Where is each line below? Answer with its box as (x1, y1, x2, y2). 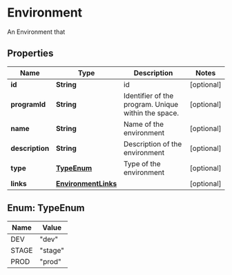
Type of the (123, 159, 161, 168)
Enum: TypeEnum (7, 202, 85, 214)
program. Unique (123, 99, 179, 109)
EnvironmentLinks (55, 179, 117, 188)
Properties (7, 48, 54, 59)
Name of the (123, 119, 164, 129)
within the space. (123, 108, 180, 118)
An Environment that (7, 28, 66, 36)
